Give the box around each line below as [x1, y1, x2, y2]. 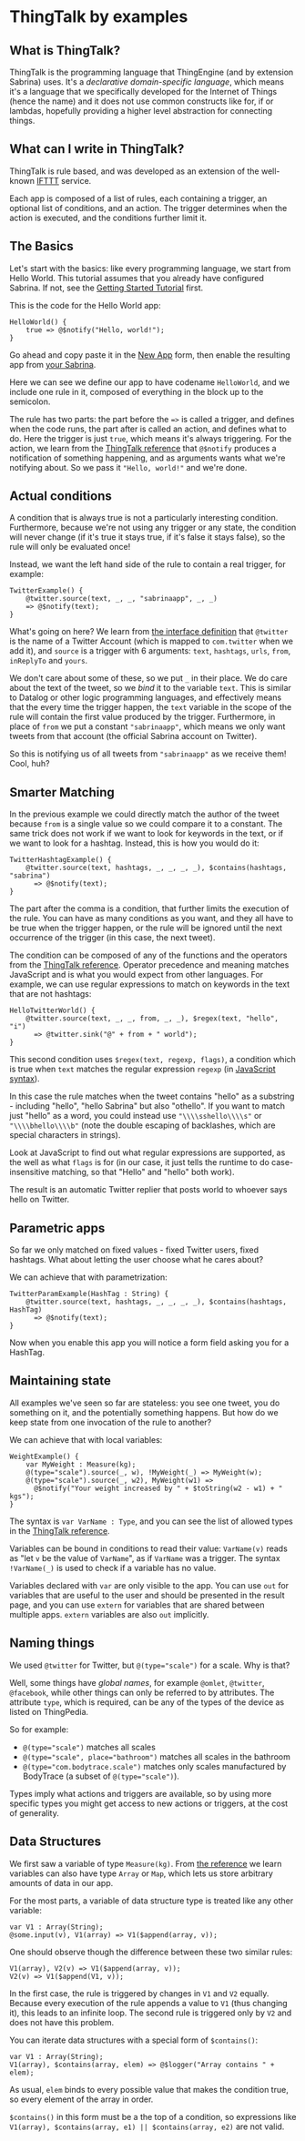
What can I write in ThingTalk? [9, 141, 185, 157]
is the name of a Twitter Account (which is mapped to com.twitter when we [9, 635, 294, 647]
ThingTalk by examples [9, 6, 188, 27]
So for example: [9, 1723, 69, 1735]
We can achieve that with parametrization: [9, 1272, 168, 1283]
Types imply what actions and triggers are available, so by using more [9, 1788, 272, 1799]
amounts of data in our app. [9, 1877, 114, 1888]
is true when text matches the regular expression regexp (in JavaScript [9, 1063, 276, 1075]
